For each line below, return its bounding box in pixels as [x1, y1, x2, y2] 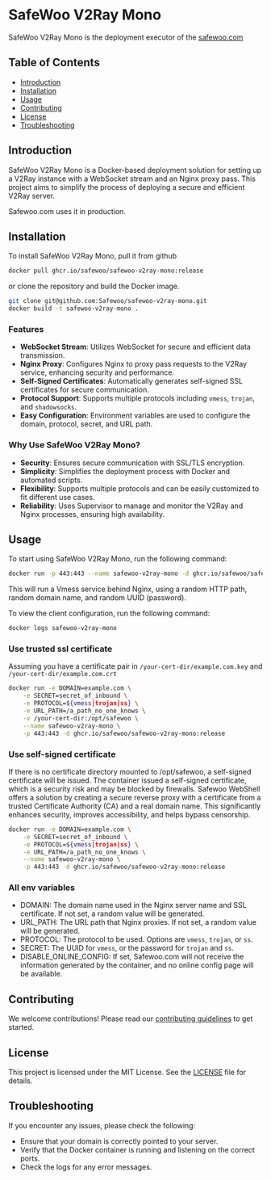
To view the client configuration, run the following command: [8, 608, 211, 619]
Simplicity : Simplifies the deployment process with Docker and [19, 466, 231, 476]
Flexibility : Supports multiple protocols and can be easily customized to [19, 483, 260, 493]
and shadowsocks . [19, 402, 77, 412]
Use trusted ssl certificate [8, 644, 113, 655]
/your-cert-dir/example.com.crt [8, 670, 117, 678]
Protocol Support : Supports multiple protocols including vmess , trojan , [19, 393, 256, 403]
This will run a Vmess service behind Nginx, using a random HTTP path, [8, 584, 248, 594]
